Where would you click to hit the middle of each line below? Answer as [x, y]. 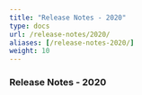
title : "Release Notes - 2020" [68, 17]
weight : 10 [30, 51]
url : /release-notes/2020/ [60, 34]
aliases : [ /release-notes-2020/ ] [72, 43]
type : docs [30, 26]
